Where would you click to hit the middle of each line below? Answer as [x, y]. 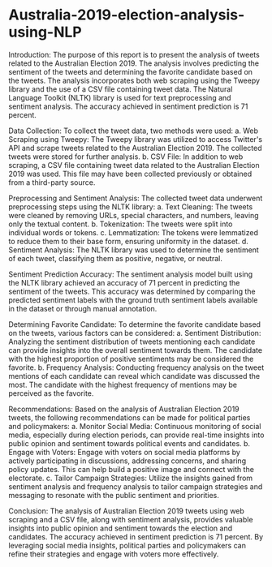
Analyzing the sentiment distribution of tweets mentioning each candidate [132, 341]
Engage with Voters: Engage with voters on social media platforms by [125, 452]
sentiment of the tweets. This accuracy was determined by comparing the [132, 291]
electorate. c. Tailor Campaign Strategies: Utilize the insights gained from [131, 478]
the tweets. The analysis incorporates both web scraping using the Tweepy [134, 80]
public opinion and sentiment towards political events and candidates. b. [129, 443]
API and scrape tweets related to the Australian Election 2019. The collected [135, 148]
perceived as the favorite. [51, 393]
